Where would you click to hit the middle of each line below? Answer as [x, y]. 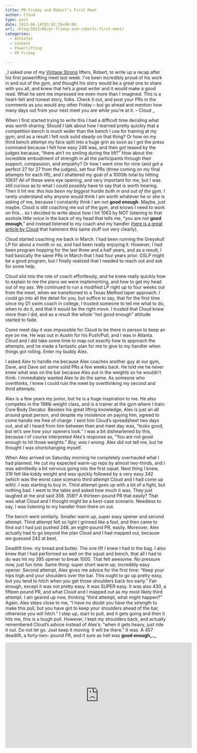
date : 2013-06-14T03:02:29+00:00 [41, 24]
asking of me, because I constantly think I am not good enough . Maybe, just [85, 202]
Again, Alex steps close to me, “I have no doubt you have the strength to [81, 602]
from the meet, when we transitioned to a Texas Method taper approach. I [83, 292]
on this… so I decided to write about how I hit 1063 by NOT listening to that [84, 213]
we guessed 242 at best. [31, 538]
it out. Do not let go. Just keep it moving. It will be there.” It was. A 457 [79, 630]
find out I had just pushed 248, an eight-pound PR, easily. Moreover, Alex [82, 527]
